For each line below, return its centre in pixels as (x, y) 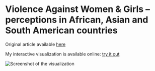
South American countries (61, 30)
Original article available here (35, 44)
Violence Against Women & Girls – (77, 9)
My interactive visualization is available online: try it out (62, 54)
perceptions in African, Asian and (77, 20)
